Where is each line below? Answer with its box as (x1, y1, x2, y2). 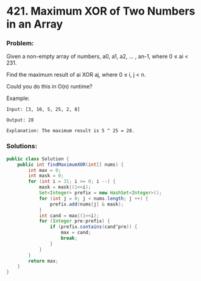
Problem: (6, 39, 34, 48)
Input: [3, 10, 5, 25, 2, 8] (6, 107, 80, 113)
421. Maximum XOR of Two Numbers (6, 4, 196, 18)
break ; (60, 235, 78, 241)
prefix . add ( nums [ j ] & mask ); (49, 201, 124, 207)
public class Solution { (6, 155, 69, 162)
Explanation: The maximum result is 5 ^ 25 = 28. (6, 128, 135, 134)
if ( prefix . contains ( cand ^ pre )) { (49, 224, 138, 230)
